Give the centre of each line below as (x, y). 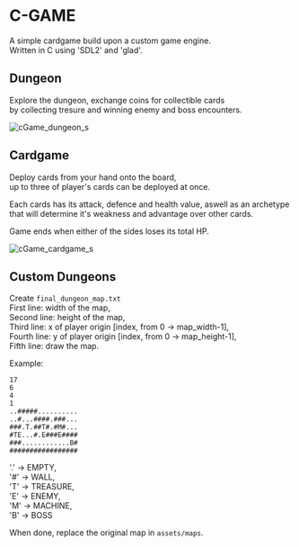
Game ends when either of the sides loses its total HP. (109, 231)
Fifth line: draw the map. (54, 346)
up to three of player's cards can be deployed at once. (110, 186)
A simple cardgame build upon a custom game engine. (110, 40)
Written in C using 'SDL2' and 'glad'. (76, 49)
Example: (26, 363)
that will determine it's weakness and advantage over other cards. (132, 213)
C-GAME (43, 16)
